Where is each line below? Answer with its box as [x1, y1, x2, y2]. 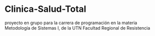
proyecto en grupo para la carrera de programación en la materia [4, 20, 137, 26]
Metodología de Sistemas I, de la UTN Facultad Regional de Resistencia [4, 25, 151, 31]
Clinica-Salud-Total [4, 3, 87, 15]
